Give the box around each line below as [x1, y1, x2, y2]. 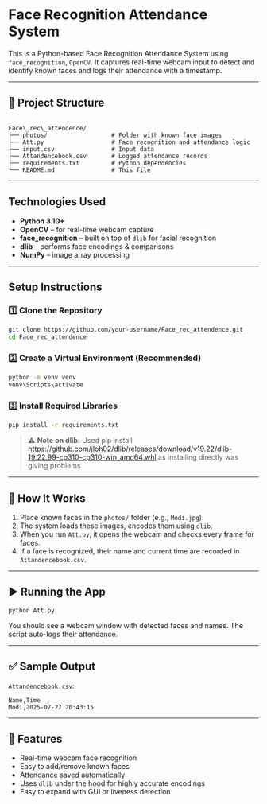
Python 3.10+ [19, 216, 65, 226]
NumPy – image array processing [19, 250, 130, 259]
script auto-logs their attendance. [8, 629, 118, 639]
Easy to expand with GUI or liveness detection [19, 787, 171, 797]
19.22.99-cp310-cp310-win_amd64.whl [27, 452, 157, 462]
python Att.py [8, 606, 56, 614]
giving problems [27, 461, 81, 471]
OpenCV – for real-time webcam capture [19, 224, 154, 234]
